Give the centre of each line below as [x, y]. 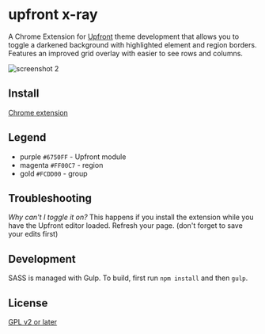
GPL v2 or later [33, 322]
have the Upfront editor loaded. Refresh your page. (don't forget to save [125, 226]
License [28, 303]
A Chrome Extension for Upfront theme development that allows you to [124, 36]
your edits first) [33, 234]
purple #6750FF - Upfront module [73, 157]
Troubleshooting [50, 198]
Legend [27, 137]
